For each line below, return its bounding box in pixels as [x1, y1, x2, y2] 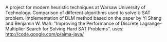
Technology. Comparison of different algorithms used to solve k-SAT [5, 10, 151, 16]
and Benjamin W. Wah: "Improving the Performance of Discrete [5, 20, 139, 26]
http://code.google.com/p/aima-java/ [5, 31, 84, 37]
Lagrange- [139, 20, 162, 26]
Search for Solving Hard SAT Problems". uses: [26, 26, 124, 32]
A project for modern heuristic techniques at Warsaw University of [5, 5, 146, 10]
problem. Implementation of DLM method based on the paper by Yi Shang [5, 15, 162, 21]
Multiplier [5, 26, 26, 32]
